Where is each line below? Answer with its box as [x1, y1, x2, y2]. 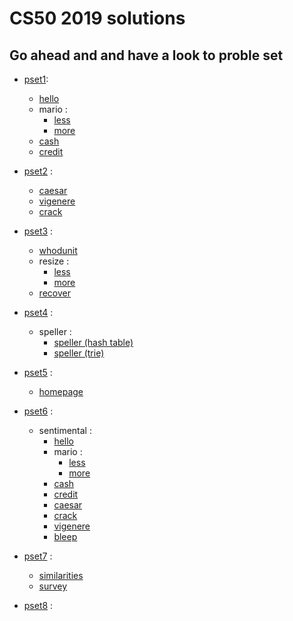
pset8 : [23, 600, 54, 611]
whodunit [38, 245, 78, 256]
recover [38, 287, 71, 299]
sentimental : [38, 425, 92, 436]
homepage [38, 386, 84, 397]
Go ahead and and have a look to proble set [9, 47, 284, 64]
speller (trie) [53, 347, 105, 359]
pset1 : [23, 73, 49, 85]
